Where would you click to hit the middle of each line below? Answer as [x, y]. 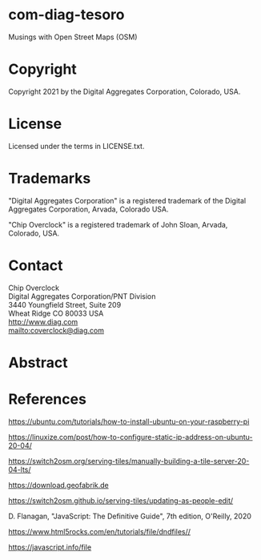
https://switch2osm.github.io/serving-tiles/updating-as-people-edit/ [121, 500]
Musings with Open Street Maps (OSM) [73, 37]
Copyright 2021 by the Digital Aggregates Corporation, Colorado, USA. [124, 91]
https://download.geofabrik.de [59, 485]
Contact [36, 265]
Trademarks [50, 179]
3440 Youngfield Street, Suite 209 [65, 304]
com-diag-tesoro [66, 15]
